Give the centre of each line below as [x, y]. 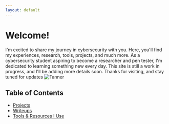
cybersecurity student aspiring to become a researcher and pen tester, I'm [84, 60]
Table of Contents [35, 93]
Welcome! [27, 35]
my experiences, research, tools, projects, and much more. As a [73, 55]
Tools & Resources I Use [38, 116]
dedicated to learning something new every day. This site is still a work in [82, 66]
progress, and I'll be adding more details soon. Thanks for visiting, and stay [85, 71]
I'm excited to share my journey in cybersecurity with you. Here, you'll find [84, 50]
